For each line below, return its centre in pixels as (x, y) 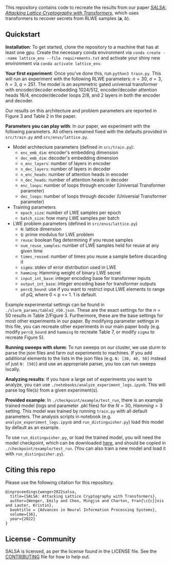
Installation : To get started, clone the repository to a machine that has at (82, 47)
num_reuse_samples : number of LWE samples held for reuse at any (90, 245)
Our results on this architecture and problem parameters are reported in (81, 111)
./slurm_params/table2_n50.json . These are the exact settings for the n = (83, 310)
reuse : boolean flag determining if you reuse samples (77, 240)
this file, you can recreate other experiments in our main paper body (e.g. (83, 326)
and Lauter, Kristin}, (30, 505)
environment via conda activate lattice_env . (53, 63)
